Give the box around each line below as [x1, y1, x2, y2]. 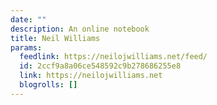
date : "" [10, 14, 47, 25]
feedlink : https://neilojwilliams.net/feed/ [19, 52, 208, 62]
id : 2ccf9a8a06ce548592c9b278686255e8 [19, 61, 182, 71]
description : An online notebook [10, 24, 150, 34]
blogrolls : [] [19, 80, 78, 90]
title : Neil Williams [10, 33, 101, 43]
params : [10, 42, 43, 53]
